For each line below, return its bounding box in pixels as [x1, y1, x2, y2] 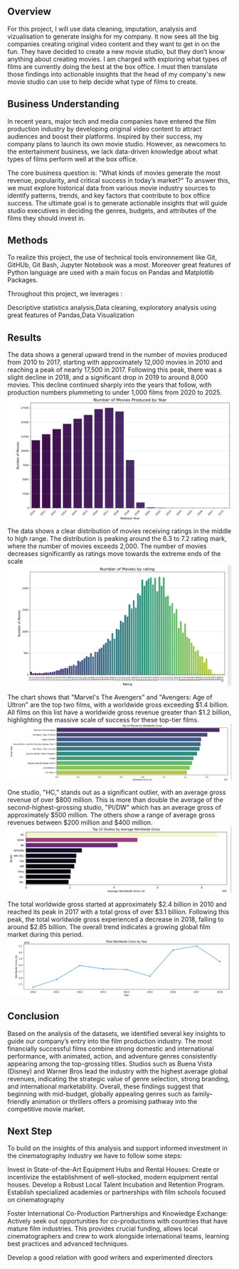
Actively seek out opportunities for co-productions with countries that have [7, 1217, 228, 1226]
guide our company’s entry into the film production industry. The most [7, 1037, 213, 1045]
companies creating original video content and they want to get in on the [7, 39, 221, 48]
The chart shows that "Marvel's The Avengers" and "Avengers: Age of [7, 692, 213, 701]
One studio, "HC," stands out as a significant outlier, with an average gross [7, 788, 226, 797]
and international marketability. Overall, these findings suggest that [7, 1082, 204, 1091]
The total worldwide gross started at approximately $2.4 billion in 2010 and [7, 900, 227, 909]
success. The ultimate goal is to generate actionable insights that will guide [7, 198, 228, 207]
